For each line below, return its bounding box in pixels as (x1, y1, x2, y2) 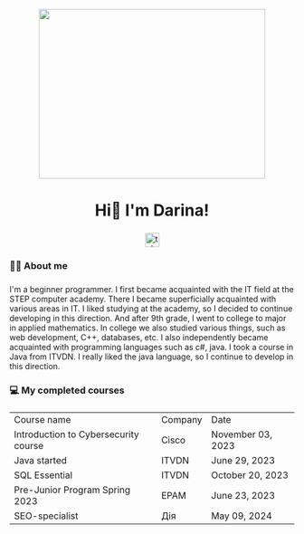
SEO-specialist (14, 510, 79, 522)
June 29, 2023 (211, 453, 276, 466)
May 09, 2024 (211, 510, 273, 522)
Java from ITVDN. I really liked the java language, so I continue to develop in (9, 351, 294, 362)
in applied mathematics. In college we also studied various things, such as (9, 322, 286, 333)
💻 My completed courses (9, 384, 125, 396)
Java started (14, 453, 68, 466)
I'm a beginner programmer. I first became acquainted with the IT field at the (9, 283, 294, 294)
